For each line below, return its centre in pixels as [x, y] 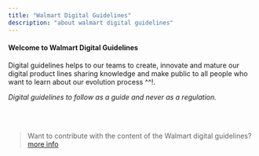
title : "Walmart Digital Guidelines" [70, 15]
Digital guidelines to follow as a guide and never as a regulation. [113, 97]
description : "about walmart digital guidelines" [91, 23]
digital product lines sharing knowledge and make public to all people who [128, 73]
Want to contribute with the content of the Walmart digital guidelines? [139, 136]
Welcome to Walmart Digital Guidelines [73, 48]
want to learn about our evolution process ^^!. [82, 82]
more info [43, 144]
